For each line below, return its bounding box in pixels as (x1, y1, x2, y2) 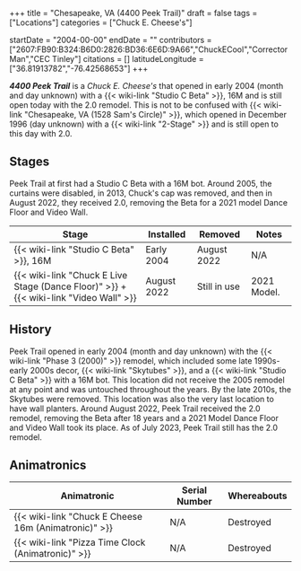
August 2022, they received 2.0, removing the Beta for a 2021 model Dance (9, 197, 288, 207)
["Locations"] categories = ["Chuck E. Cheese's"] (9, 17, 193, 28)
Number (176, 496, 212, 508)
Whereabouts (228, 489, 288, 502)
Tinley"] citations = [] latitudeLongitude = (52, 54, 204, 64)
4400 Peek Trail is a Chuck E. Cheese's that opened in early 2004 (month (9, 81, 284, 91)
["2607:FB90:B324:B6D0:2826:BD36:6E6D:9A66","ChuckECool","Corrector (9, 44, 288, 55)
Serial (182, 484, 208, 496)
